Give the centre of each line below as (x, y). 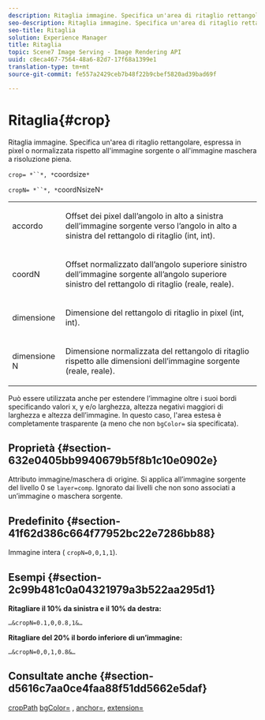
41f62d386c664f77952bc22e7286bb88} (112, 533)
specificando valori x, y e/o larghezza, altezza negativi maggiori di (116, 407)
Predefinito (36, 521)
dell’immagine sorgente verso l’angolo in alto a (151, 226)
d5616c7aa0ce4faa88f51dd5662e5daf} (108, 689)
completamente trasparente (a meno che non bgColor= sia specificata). (123, 423)
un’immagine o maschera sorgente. (65, 496)
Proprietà (32, 448)
